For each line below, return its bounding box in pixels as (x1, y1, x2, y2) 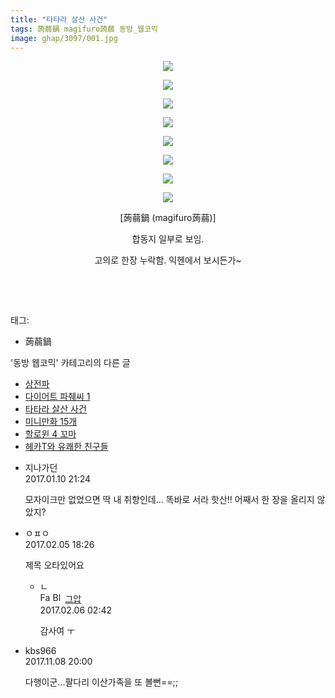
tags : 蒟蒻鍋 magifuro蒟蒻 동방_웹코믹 (10, 24, 158, 34)
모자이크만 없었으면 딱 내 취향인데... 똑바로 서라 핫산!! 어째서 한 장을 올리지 (24, 494, 315, 506)
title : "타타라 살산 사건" (10, 14, 108, 25)
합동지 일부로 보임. (131, 233, 205, 245)
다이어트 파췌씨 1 (24, 391, 91, 403)
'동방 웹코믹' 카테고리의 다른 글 (10, 357, 131, 369)
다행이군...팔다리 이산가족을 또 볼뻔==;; (24, 676, 178, 688)
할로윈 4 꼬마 (24, 428, 77, 440)
